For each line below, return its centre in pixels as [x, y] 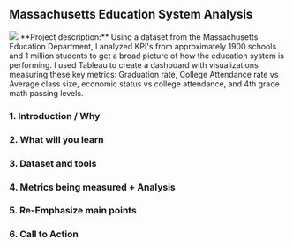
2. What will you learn [56, 139]
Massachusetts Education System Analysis [131, 15]
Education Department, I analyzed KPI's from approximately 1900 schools [143, 46]
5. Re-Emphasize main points [73, 211]
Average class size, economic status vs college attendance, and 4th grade [144, 84]
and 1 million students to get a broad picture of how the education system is [147, 56]
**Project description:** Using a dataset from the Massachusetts [139, 37]
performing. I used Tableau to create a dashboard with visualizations [134, 64]
